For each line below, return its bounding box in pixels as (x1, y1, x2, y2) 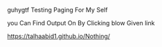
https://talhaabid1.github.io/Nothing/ (7, 32, 111, 40)
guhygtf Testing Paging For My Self (7, 6, 108, 14)
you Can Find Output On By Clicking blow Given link (7, 19, 155, 27)
